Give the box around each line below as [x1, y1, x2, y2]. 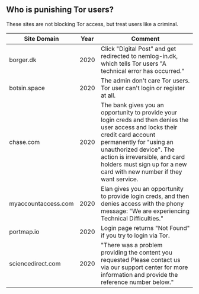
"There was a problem [100, 241, 163, 249]
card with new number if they [100, 167, 182, 175]
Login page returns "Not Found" [100, 223, 190, 232]
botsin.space [9, 84, 46, 92]
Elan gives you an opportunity [100, 184, 184, 193]
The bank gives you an [100, 101, 164, 109]
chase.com [9, 138, 40, 146]
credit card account [100, 130, 156, 139]
